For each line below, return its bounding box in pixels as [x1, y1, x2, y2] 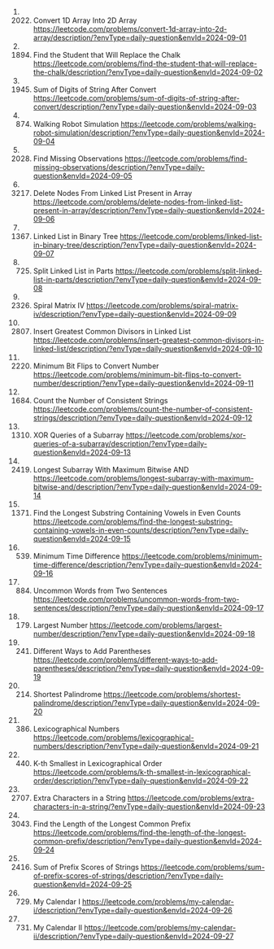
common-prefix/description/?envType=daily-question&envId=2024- [33, 837, 263, 846]
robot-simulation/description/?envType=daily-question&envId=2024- [33, 128, 266, 137]
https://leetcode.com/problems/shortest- [103, 690, 241, 699]
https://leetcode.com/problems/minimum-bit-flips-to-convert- [33, 370, 242, 379]
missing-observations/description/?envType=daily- [33, 163, 206, 172]
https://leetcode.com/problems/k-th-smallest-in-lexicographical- [33, 768, 251, 777]
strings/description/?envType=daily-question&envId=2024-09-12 [33, 413, 253, 422]
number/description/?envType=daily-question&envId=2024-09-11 [33, 378, 254, 388]
